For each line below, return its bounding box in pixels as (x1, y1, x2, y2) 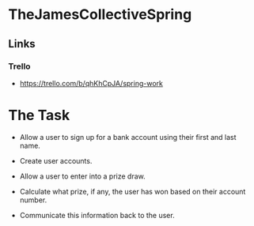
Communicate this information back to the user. (19, 210, 176, 220)
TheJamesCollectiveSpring (8, 6, 192, 24)
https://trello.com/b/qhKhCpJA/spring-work (19, 78, 164, 88)
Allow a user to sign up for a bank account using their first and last (19, 132, 237, 141)
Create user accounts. (19, 156, 93, 165)
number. (19, 195, 47, 205)
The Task (8, 107, 70, 124)
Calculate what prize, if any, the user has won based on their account (19, 186, 246, 196)
